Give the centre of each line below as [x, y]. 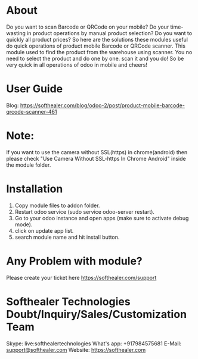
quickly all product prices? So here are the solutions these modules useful [97, 39]
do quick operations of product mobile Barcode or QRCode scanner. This [96, 46]
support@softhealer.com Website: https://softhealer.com [76, 349]
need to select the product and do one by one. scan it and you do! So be [95, 58]
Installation [35, 189]
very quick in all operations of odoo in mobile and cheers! [77, 65]
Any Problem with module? [74, 261]
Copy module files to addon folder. [57, 205]
